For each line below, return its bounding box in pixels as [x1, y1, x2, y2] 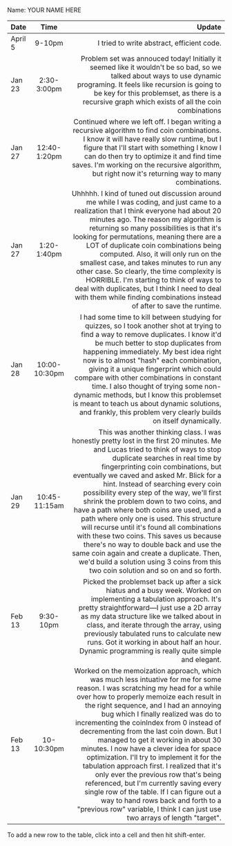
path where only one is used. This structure [81, 514, 222, 523]
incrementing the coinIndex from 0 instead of [75, 718, 222, 727]
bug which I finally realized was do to [101, 709, 222, 719]
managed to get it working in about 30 [97, 735, 222, 744]
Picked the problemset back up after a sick [82, 577, 222, 587]
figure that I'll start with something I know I [84, 143, 222, 152]
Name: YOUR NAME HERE [7, 6, 81, 14]
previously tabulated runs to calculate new [84, 629, 222, 638]
